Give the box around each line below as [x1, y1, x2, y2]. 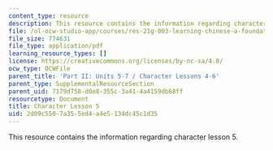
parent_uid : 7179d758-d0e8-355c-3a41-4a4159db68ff [8, 87, 184, 96]
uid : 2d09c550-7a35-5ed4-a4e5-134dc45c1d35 [8, 110, 158, 118]
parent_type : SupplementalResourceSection [8, 79, 154, 88]
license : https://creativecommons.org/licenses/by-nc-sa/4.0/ [8, 58, 223, 66]
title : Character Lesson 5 [8, 102, 100, 110]
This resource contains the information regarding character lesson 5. [8, 132, 238, 142]
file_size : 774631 [8, 34, 71, 43]
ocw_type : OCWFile [8, 65, 71, 73]
